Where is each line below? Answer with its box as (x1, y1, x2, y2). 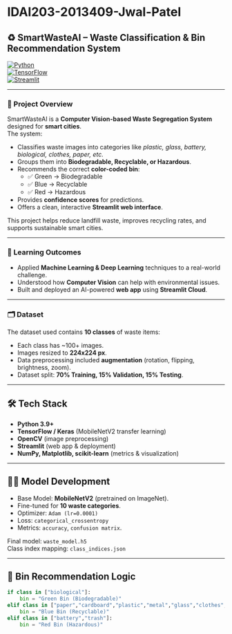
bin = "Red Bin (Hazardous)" (19, 621, 104, 628)
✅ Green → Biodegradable (27, 172, 103, 180)
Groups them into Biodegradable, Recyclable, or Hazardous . (17, 158, 192, 166)
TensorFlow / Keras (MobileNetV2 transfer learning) (17, 427, 167, 436)
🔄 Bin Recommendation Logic (7, 570, 136, 582)
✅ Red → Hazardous (27, 188, 86, 196)
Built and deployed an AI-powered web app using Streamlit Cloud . (17, 285, 208, 294)
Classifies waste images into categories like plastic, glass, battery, (17, 143, 207, 151)
